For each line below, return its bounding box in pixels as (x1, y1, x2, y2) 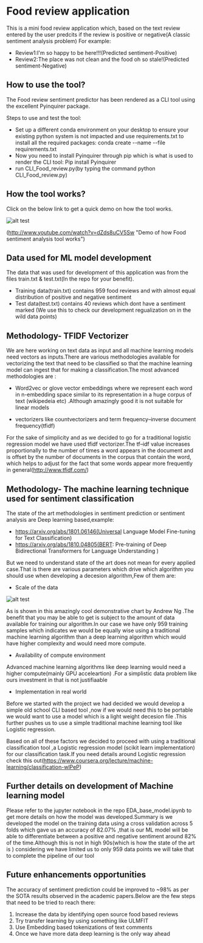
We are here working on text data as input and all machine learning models (6, 347, 194, 354)
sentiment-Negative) (15, 62, 67, 69)
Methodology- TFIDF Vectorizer (6, 331, 129, 341)
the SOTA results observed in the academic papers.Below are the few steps (6, 892, 196, 899)
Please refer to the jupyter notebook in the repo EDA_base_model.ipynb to (6, 807, 192, 814)
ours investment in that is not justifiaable (6, 676, 108, 683)
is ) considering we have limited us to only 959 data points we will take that (6, 845, 194, 853)
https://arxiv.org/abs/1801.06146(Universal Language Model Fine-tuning (15, 528, 196, 535)
